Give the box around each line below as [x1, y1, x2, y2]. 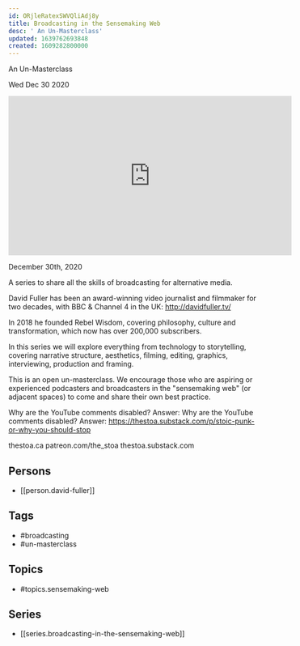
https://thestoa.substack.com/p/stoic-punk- [108, 416, 255, 426]
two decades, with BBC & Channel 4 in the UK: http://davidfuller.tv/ [8, 302, 231, 312]
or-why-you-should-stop [8, 425, 91, 435]
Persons [8, 464, 51, 478]
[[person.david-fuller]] [19, 485, 95, 495]
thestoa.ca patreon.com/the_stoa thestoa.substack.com [8, 440, 195, 450]
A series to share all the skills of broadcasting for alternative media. [8, 278, 233, 287]
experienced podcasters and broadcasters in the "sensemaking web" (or [8, 384, 251, 393]
